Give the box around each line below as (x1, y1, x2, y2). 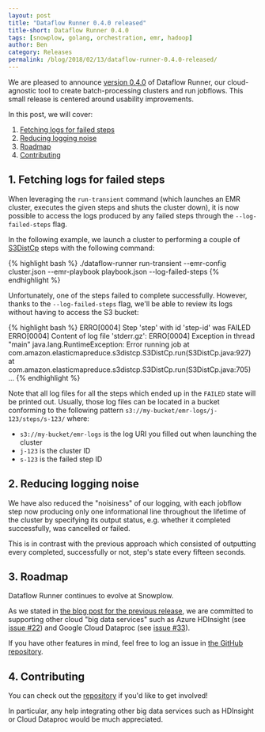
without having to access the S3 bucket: (8, 307, 139, 317)
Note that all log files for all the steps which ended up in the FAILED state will (8, 389, 256, 398)
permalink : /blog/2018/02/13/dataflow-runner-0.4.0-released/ (8, 56, 218, 64)
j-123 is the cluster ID (19, 446, 91, 455)
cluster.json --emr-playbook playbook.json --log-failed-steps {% (8, 267, 220, 276)
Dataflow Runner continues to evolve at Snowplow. (8, 591, 174, 601)
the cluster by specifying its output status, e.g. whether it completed (8, 515, 231, 525)
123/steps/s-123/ (8, 415, 66, 423)
